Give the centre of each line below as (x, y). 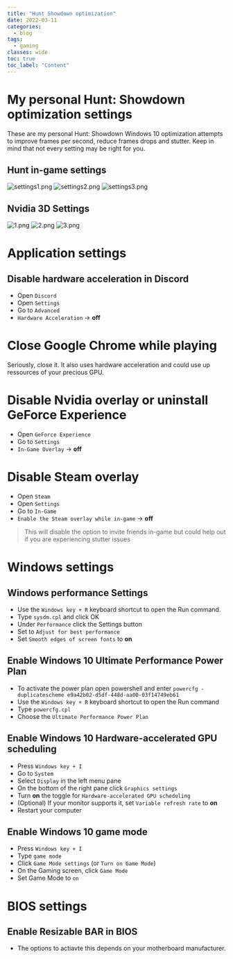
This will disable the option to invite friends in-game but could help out (125, 532)
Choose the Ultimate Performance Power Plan (83, 716)
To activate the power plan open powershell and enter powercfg (107, 688)
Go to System (35, 773)
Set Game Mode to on (48, 878)
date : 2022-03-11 (32, 20)
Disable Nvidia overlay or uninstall (108, 400)
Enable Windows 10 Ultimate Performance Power (115, 661)
